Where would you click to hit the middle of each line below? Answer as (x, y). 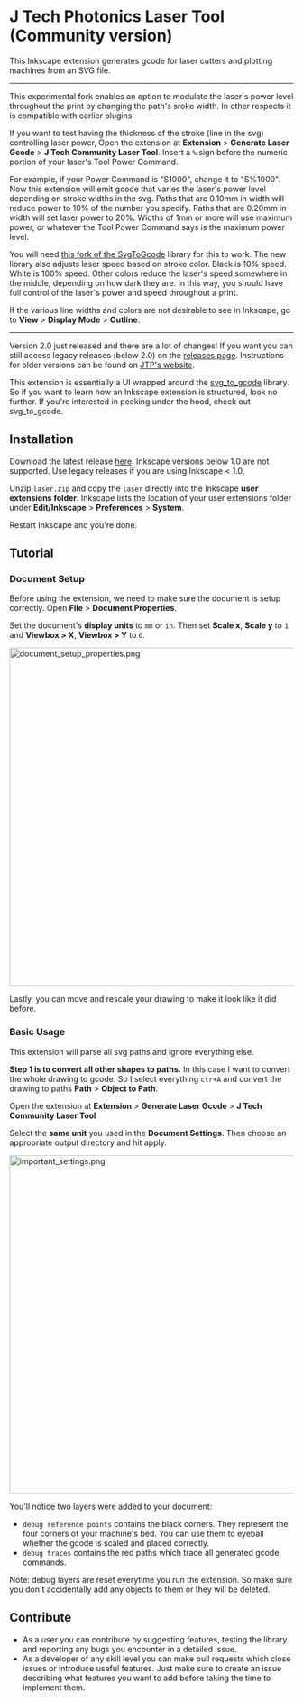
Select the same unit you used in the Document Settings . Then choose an (148, 1133)
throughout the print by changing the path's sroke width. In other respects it (150, 106)
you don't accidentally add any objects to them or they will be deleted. (140, 1589)
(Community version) (91, 36)
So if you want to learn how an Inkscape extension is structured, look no (143, 392)
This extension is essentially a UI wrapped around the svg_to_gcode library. (150, 382)
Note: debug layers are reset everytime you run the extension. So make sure (151, 1579)
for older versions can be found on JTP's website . (102, 365)
